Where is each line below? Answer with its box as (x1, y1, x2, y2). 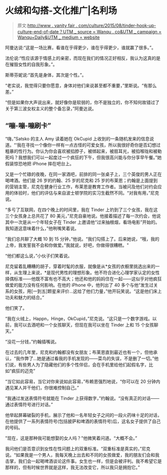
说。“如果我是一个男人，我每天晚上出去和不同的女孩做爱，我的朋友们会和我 (5, 452, 160, 458)
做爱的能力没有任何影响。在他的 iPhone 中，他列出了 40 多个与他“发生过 (5, 282, 154, 288)
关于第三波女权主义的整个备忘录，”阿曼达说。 (5, 106, 97, 112)
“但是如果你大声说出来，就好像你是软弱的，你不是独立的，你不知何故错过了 (5, 99, 160, 105)
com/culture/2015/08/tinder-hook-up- (78, 22, 157, 28)
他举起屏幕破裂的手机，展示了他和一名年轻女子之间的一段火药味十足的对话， (5, 412, 162, 418)
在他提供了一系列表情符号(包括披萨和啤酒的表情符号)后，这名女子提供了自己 (5, 418, 161, 424)
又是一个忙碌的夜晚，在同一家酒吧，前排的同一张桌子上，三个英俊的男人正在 (5, 171, 162, 177)
